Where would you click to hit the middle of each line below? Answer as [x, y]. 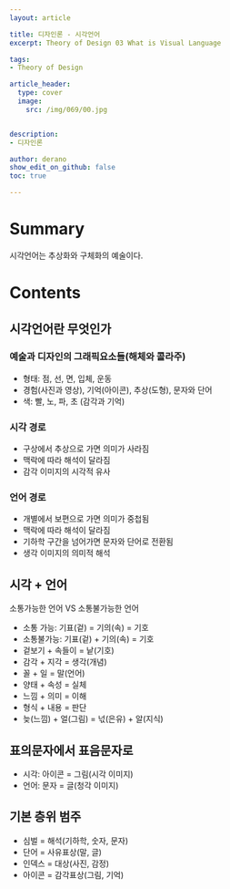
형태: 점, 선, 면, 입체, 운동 [67, 378]
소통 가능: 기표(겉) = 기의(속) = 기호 [85, 628]
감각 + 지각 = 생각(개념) [65, 662]
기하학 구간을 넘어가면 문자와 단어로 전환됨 [98, 542]
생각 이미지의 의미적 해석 [66, 553]
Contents [45, 293]
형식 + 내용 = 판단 [55, 708]
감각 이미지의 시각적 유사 [66, 471]
